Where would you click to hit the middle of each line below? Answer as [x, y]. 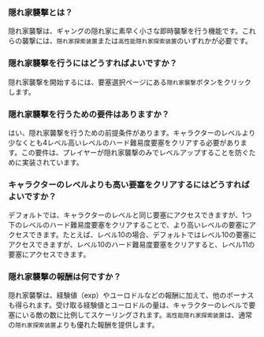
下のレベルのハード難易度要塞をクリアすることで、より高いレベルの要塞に [129, 225]
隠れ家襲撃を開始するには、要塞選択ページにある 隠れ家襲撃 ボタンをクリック [130, 82]
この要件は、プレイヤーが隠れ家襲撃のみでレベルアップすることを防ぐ [135, 152]
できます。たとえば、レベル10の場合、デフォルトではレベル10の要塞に [143, 235]
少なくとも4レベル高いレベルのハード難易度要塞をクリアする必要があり [125, 143]
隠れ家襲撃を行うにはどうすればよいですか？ [93, 63]
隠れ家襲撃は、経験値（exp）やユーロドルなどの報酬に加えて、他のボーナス [131, 295]
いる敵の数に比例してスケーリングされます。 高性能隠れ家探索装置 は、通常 [137, 315]
